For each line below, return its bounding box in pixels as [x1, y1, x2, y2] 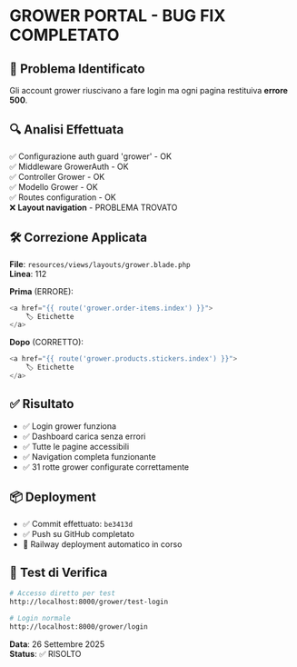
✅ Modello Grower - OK [9, 181, 98, 192]
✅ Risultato [9, 396, 74, 412]
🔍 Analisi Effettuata [9, 122, 124, 137]
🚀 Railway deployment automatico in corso [22, 538, 183, 550]
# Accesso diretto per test [9, 589, 116, 598]
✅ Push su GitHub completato [22, 528, 134, 539]
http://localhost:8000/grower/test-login [9, 597, 169, 607]
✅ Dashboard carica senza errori [22, 431, 146, 442]
